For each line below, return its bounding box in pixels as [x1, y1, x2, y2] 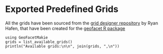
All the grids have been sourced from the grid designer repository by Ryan [5, 20, 158, 26]
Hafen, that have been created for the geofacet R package [5, 25, 125, 31]
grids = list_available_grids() [5, 39, 72, 44]
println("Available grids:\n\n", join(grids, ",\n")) [5, 43, 120, 48]
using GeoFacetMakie [5, 35, 48, 40]
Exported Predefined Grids [5, 3, 118, 15]
